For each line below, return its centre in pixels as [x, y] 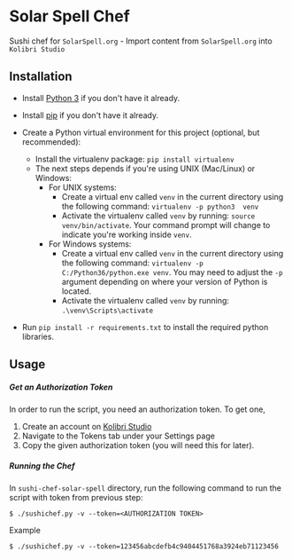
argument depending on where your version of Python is [165, 281]
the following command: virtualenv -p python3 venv [160, 206]
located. [77, 291]
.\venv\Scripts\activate [107, 311]
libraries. [38, 336]
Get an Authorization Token [61, 387]
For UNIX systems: [82, 187]
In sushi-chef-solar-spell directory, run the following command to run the [145, 488]
